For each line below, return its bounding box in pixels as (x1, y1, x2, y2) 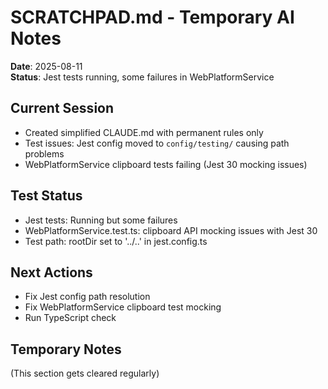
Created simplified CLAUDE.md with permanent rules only (24, 126, 264, 138)
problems (24, 147, 65, 160)
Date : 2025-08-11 (10, 60, 83, 72)
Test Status (10, 187, 83, 205)
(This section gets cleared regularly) (10, 367, 160, 380)
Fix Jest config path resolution (24, 291, 151, 303)
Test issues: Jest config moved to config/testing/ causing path (24, 137, 290, 149)
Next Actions (10, 264, 93, 281)
